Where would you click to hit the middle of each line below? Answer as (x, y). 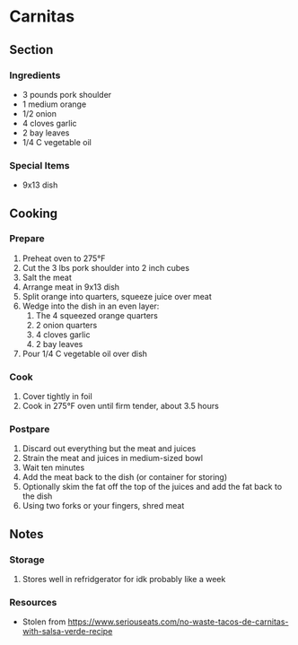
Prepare (27, 239)
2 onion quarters (66, 325)
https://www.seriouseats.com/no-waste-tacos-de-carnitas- (178, 622)
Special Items (39, 165)
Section (31, 50)
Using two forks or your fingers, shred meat (103, 506)
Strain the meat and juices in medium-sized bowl (113, 458)
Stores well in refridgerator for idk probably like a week (124, 580)
